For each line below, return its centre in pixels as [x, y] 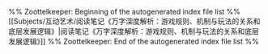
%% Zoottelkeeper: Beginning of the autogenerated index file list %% [125, 12]
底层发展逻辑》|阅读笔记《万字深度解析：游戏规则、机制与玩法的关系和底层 [134, 31]
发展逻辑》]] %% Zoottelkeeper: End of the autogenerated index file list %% [134, 41]
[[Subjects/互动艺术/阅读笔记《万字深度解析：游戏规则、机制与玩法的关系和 [134, 21]
